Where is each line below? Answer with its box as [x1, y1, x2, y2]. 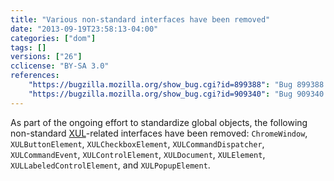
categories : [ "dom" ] [10, 33, 97, 43]
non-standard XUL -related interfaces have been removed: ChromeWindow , [10, 127, 308, 139]
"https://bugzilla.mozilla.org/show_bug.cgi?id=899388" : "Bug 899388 [28, 80, 325, 90]
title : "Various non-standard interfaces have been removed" [10, 14, 271, 25]
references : [10, 71, 60, 81]
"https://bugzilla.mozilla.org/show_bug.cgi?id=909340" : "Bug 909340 [28, 89, 325, 99]
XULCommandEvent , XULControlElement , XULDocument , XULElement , [10, 148, 266, 160]
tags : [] [10, 42, 47, 53]
